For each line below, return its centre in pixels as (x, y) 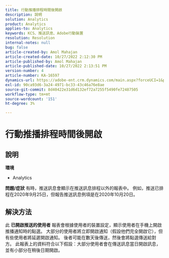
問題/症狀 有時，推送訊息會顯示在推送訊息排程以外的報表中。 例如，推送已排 (84, 188)
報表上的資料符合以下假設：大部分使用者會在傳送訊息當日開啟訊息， (90, 244)
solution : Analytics (27, 19)
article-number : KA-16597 (32, 76)
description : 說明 (24, 15)
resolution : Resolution (30, 38)
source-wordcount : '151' (31, 99)
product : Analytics (26, 24)
